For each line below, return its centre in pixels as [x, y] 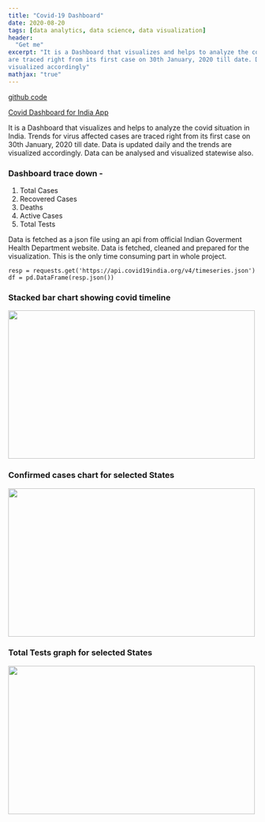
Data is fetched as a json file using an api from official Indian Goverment [125, 239]
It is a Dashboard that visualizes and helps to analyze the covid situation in [129, 127]
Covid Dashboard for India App [58, 112]
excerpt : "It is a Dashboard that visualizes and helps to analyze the [128, 52]
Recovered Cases [48, 199]
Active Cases [41, 215]
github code [28, 97]
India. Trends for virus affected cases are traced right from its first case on [129, 136]
